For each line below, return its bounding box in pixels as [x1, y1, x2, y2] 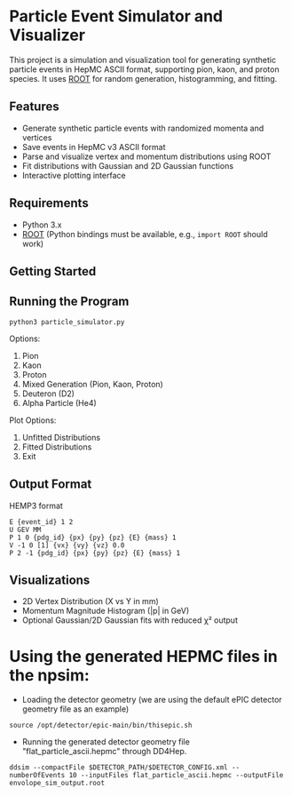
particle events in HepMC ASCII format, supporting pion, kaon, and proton [9, 64, 280, 75]
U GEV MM [9, 525, 42, 534]
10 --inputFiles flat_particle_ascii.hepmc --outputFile [68, 771, 284, 780]
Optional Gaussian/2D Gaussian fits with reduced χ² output [21, 615, 238, 625]
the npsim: [9, 665, 91, 685]
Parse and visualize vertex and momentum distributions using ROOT [21, 151, 272, 162]
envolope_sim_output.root [9, 779, 105, 788]
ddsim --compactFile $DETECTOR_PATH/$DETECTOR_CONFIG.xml [9, 763, 228, 772]
